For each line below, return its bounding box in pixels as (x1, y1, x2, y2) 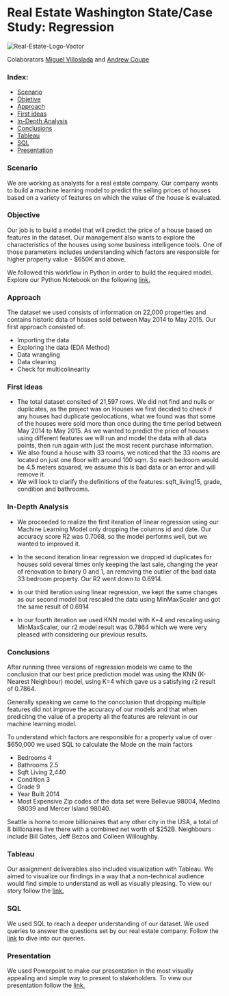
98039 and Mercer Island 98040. (16, 804, 111, 813)
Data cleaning (16, 358, 57, 366)
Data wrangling (16, 350, 60, 359)
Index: (7, 72, 29, 81)
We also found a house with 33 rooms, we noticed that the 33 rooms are (16, 448, 221, 457)
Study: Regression (7, 19, 115, 35)
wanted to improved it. (16, 539, 81, 548)
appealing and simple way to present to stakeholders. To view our (7, 973, 193, 982)
